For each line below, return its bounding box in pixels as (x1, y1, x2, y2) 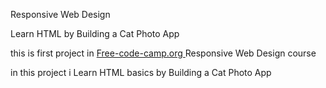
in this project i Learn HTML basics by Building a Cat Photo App (10, 67, 272, 78)
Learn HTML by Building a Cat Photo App (10, 28, 180, 39)
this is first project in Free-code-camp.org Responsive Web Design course (10, 47, 317, 59)
